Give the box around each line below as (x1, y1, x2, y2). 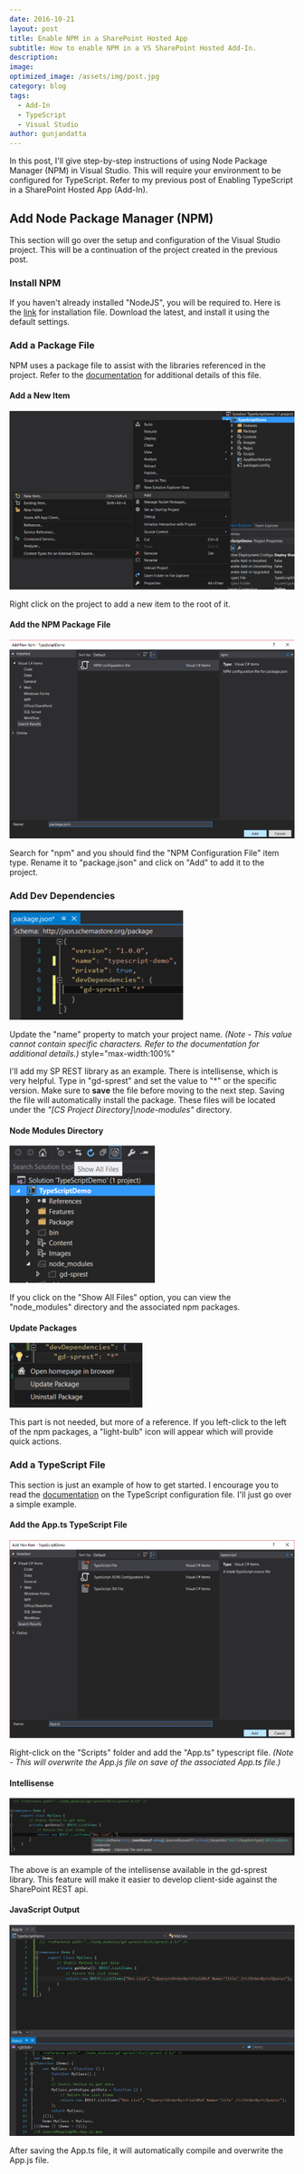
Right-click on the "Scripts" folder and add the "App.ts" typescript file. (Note (9, 1747, 294, 1759)
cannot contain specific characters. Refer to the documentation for (9, 1038, 260, 1049)
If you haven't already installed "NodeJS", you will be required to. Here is (9, 297, 281, 308)
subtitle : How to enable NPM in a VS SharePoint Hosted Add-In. (9, 44, 257, 53)
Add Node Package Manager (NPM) (9, 210, 214, 226)
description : (9, 53, 59, 63)
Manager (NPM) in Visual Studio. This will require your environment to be (9, 165, 282, 176)
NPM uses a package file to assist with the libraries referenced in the (9, 359, 266, 371)
